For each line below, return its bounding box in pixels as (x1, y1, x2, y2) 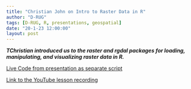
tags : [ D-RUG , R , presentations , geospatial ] (6, 20, 122, 26)
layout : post (6, 31, 39, 37)
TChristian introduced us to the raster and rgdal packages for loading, (6, 47, 186, 54)
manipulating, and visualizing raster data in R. (6, 53, 125, 61)
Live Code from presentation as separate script (6, 65, 123, 72)
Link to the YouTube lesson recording (6, 77, 98, 84)
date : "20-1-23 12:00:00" (6, 25, 71, 31)
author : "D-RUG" (6, 14, 47, 20)
